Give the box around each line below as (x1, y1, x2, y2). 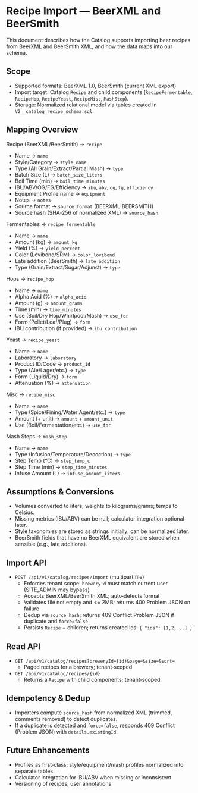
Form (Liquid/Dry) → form (14, 373, 77, 380)
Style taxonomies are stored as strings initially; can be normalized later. (14, 528, 190, 535)
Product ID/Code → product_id (14, 360, 91, 367)
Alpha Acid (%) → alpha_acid (14, 293, 87, 300)
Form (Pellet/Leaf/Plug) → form (14, 318, 91, 325)
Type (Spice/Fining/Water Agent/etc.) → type (14, 409, 125, 416)
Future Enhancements (6, 745, 90, 756)
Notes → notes (14, 196, 51, 203)
